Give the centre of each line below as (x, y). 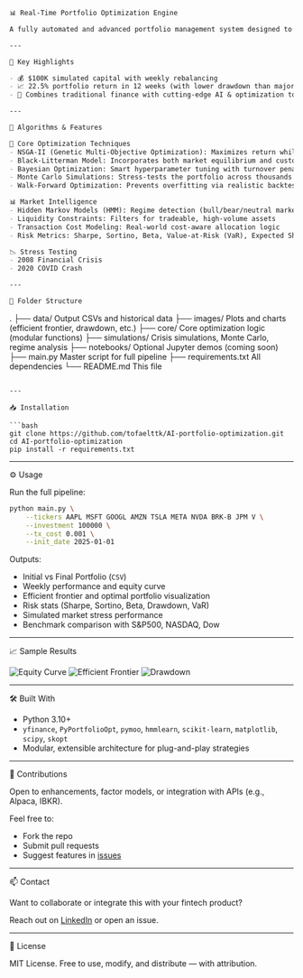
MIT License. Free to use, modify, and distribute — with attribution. (133, 964)
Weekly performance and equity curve (94, 586)
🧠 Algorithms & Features (56, 127)
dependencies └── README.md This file (86, 366)
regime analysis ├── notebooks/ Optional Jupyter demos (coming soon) (144, 346)
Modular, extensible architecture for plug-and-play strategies (136, 748)
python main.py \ (42, 508)
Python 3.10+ (47, 720)
